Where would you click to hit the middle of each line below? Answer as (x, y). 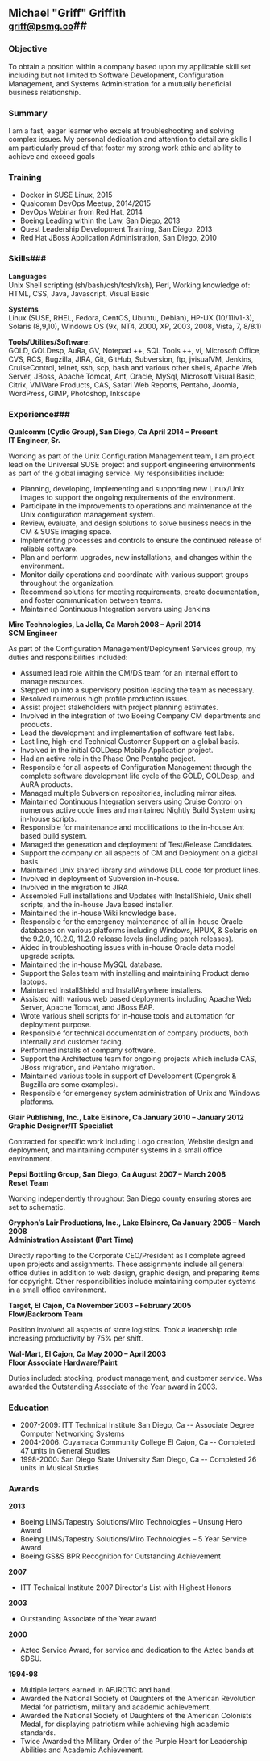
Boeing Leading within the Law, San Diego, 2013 (100, 220)
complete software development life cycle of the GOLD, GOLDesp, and (137, 776)
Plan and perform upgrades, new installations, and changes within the (136, 557)
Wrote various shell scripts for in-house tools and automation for (127, 1015)
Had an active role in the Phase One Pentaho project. (108, 759)
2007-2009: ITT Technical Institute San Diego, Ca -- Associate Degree (137, 1425)
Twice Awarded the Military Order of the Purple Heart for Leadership (134, 1742)
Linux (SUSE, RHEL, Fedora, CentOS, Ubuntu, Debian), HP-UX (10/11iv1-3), (131, 317)
